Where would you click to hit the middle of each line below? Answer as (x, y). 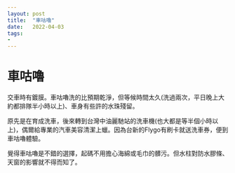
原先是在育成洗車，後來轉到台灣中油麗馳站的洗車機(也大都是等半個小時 (110, 121)
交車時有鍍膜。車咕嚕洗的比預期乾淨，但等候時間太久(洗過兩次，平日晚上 (113, 97)
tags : (15, 33)
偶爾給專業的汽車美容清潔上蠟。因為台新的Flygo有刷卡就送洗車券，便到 (125, 130)
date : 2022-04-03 (36, 27)
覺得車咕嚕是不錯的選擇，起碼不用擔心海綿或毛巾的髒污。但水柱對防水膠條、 (118, 153)
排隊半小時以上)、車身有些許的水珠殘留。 (79, 106)
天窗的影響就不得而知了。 (44, 162)
